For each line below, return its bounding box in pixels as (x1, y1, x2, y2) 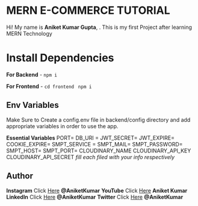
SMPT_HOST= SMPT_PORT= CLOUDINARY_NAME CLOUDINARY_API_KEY (6, 147, 191, 154)
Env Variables (6, 100, 59, 110)
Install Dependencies (6, 51, 114, 65)
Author (6, 171, 33, 181)
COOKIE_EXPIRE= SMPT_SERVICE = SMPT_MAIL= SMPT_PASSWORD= (6, 140, 183, 148)
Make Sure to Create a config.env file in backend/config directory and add (6, 116, 191, 123)
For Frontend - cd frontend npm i (6, 83, 92, 90)
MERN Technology (6, 30, 52, 37)
